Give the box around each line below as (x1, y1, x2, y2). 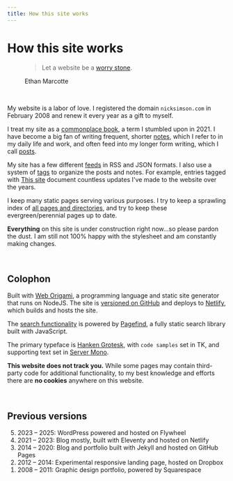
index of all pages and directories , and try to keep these (7, 204, 168, 212)
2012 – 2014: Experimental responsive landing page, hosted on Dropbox (17, 458, 224, 467)
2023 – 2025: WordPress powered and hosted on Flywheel (17, 429, 186, 437)
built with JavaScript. (7, 327, 68, 335)
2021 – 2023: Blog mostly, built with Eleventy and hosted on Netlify (17, 436, 209, 445)
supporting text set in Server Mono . (7, 348, 109, 356)
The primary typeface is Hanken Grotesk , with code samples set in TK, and (7, 341, 220, 349)
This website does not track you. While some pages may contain (7, 362, 195, 370)
